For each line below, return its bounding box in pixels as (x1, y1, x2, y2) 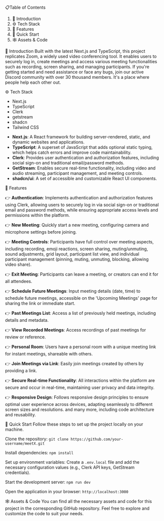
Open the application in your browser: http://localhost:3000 (5, 489, 129, 494)
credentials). (5, 470, 30, 475)
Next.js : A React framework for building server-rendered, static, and (12, 134, 150, 140)
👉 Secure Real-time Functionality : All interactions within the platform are (5, 378, 155, 383)
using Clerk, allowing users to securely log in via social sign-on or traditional (5, 202, 159, 208)
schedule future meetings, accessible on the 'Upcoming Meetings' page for (5, 295, 158, 301)
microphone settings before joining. (5, 229, 77, 235)
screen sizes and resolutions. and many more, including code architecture (5, 406, 154, 412)
